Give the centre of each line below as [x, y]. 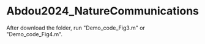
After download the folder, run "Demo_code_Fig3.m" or [76, 28]
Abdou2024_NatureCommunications [102, 11]
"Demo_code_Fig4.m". [35, 34]
